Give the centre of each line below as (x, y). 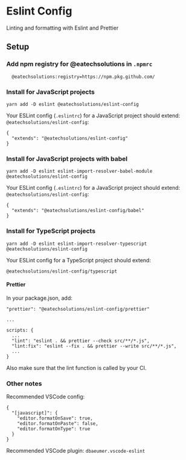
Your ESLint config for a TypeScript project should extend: (79, 260)
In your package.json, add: (39, 298)
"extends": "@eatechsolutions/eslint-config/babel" (78, 211)
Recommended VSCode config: (46, 397)
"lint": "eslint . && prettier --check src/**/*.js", (81, 341)
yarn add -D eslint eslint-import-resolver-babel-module (79, 171)
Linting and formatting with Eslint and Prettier (63, 28)
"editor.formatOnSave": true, (55, 418)
